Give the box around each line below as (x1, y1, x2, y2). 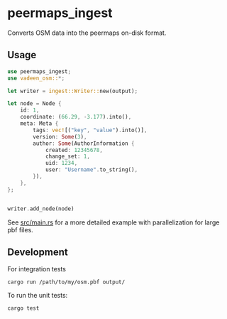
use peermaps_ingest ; (7, 67, 72, 75)
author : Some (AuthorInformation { (33, 140, 135, 147)
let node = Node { (7, 100, 62, 107)
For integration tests (7, 265, 66, 274)
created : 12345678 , (45, 146, 103, 153)
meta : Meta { (20, 120, 59, 127)
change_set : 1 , (45, 153, 91, 161)
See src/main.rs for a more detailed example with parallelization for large (7, 218, 220, 227)
